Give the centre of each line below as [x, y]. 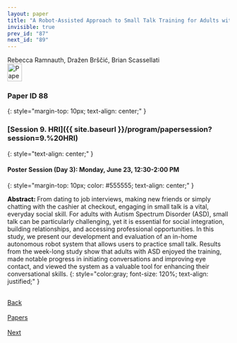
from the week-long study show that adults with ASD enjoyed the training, [115, 251]
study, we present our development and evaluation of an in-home [102, 236]
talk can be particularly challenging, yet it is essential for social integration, [116, 221]
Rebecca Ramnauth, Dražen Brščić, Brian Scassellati [84, 60]
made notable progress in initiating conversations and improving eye [107, 258]
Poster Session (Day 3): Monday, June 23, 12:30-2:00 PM [93, 170]
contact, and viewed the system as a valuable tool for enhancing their [108, 266]
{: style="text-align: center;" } [50, 154]
